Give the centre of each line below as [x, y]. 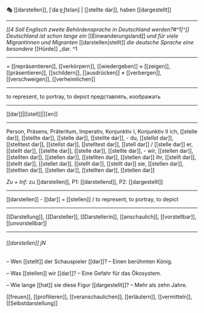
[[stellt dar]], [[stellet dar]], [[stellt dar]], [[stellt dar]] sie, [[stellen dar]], [95, 163]
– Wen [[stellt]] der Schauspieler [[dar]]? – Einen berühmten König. [90, 261]
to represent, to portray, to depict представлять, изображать [83, 96]
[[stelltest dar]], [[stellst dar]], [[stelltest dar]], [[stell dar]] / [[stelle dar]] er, [100, 144]
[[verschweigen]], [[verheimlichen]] [51, 79]
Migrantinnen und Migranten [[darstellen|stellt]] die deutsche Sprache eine [100, 42]
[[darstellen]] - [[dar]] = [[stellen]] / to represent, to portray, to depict [93, 199]
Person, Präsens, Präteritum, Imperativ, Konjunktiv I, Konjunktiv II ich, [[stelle [102, 131]
